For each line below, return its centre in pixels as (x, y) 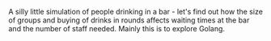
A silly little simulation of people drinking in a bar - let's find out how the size (135, 12)
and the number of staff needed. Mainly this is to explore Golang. (116, 29)
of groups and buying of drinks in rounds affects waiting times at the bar (129, 20)
